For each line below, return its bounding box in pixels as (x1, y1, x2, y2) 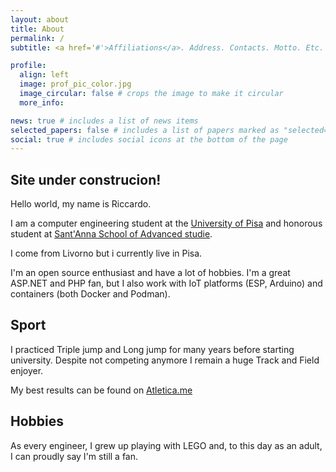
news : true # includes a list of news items (10, 116, 199, 126)
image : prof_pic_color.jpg (19, 79, 132, 90)
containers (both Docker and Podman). (10, 288, 171, 300)
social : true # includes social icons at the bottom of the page (10, 134, 288, 145)
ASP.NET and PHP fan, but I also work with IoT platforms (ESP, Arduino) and (10, 277, 323, 290)
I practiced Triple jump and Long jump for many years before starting (10, 343, 295, 355)
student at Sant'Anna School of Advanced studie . (10, 228, 213, 240)
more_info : (19, 97, 65, 108)
